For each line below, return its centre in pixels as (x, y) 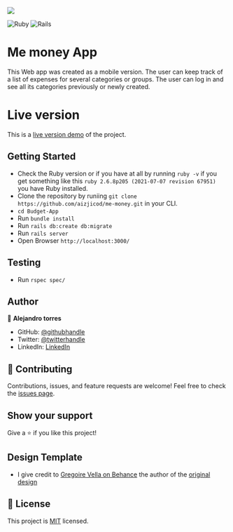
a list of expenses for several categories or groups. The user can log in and (115, 79)
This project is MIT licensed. (48, 521)
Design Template (45, 457)
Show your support (50, 415)
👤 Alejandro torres (34, 319)
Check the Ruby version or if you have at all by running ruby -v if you (117, 173)
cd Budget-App (38, 211)
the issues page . (31, 394)
